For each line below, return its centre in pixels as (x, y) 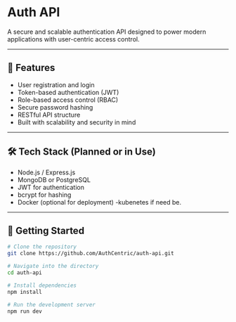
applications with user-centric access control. (73, 39)
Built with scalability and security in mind (77, 122)
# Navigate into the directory (53, 266)
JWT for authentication (51, 187)
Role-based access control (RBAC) (68, 100)
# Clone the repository (42, 247)
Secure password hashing (55, 107)
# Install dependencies (42, 285)
